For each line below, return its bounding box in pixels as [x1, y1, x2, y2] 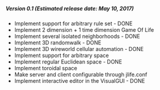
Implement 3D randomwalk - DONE [14, 39, 101, 46]
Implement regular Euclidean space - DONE [14, 58, 122, 65]
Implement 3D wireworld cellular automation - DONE [14, 45, 144, 52]
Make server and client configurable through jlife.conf [14, 71, 147, 78]
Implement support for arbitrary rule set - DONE [14, 20, 133, 27]
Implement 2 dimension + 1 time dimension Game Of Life [14, 26, 154, 33]
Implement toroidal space [14, 64, 77, 71]
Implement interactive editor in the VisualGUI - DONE [14, 77, 145, 84]
